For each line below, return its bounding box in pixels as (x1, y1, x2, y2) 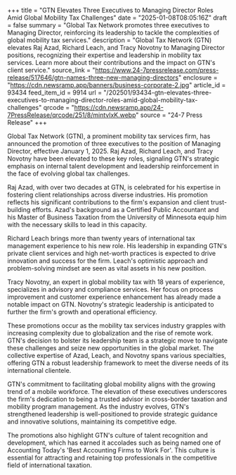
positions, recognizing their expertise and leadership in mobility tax (7, 51, 202, 59)
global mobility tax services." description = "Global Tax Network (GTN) (7, 36, 212, 44)
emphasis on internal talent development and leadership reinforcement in (7, 162, 219, 170)
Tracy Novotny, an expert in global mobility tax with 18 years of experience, (7, 278, 225, 286)
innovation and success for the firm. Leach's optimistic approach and (7, 257, 209, 265)
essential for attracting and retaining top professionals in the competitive (7, 454, 218, 462)
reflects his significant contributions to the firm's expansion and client (7, 198, 209, 206)
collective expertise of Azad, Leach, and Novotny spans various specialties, (7, 352, 227, 359)
